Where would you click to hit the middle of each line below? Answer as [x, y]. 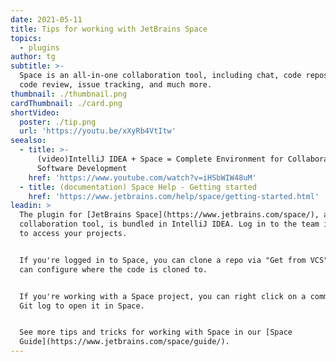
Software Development [82, 168]
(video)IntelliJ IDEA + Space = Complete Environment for [160, 159]
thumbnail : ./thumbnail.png [69, 94]
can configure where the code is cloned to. [113, 269]
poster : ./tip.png [58, 122]
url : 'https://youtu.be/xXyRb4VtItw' [98, 131]
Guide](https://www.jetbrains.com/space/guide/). [124, 342]
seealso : [28, 141]
